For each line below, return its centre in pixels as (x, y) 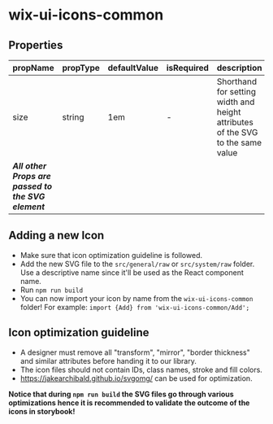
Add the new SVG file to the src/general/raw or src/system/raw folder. (137, 264)
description (239, 68)
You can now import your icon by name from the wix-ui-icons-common (136, 298)
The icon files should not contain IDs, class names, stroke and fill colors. (141, 369)
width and (236, 102)
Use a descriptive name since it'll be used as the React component (132, 272)
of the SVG (237, 132)
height (229, 112)
